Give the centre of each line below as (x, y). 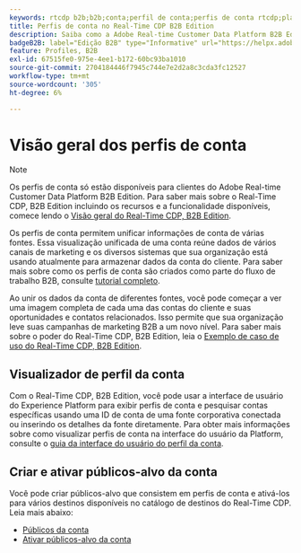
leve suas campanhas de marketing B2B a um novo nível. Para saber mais (146, 327)
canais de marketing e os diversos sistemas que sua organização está (139, 252)
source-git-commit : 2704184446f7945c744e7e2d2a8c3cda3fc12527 (128, 68)
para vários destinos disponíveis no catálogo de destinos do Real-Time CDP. (150, 503)
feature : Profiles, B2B (54, 51)
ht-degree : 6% (36, 92)
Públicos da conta (56, 530)
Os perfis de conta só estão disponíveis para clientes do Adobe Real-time (145, 187)
